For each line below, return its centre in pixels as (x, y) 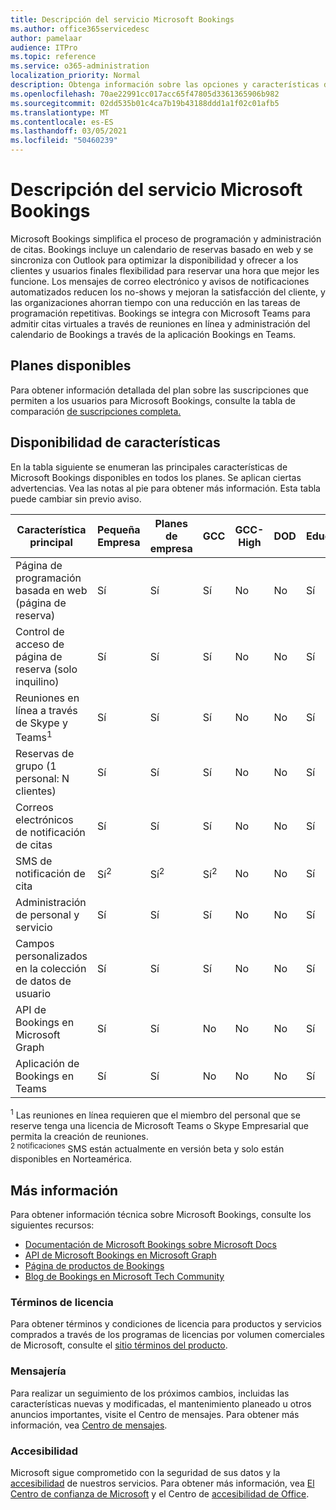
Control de (40, 631)
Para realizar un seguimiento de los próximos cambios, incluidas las (150, 1393)
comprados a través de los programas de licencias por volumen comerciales (167, 1335)
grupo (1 (36, 766)
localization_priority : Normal (75, 76)
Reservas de (45, 753)
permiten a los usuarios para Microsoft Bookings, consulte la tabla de (153, 400)
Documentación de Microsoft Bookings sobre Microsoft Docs (150, 1245)
